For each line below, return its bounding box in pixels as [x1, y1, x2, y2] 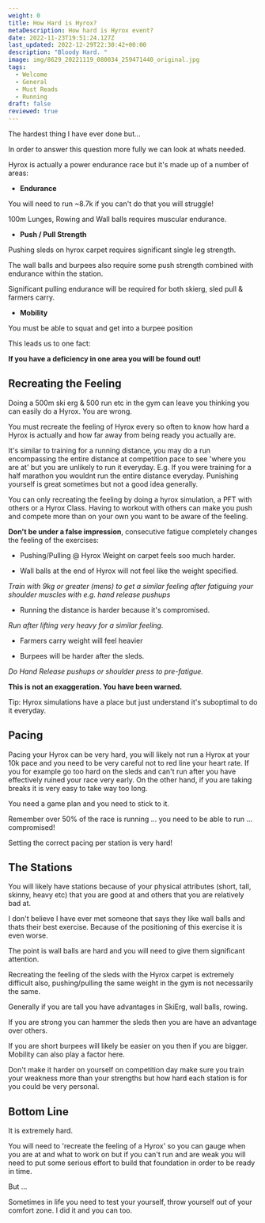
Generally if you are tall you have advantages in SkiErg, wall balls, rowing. [8, 1002, 248, 1011]
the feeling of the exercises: [8, 535, 99, 545]
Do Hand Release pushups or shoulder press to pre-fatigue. [8, 667, 204, 676]
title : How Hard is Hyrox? [8, 19, 97, 27]
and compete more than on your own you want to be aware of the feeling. [8, 511, 248, 521]
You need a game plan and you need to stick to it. [8, 798, 170, 808]
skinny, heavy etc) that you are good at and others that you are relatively [8, 890, 244, 900]
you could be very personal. [8, 1082, 100, 1091]
